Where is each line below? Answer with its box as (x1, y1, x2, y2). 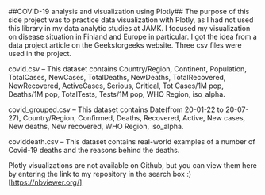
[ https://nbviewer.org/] (8, 178, 83, 187)
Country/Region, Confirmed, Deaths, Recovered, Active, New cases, (22, 113, 246, 122)
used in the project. (8, 49, 72, 58)
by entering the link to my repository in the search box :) (8, 170, 192, 178)
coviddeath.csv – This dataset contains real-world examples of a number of (8, 137, 255, 146)
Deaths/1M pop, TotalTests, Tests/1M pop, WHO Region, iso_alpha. (8, 90, 226, 98)
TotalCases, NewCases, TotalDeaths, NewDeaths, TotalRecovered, (8, 73, 226, 82)
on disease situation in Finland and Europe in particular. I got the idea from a (8, 32, 258, 41)
